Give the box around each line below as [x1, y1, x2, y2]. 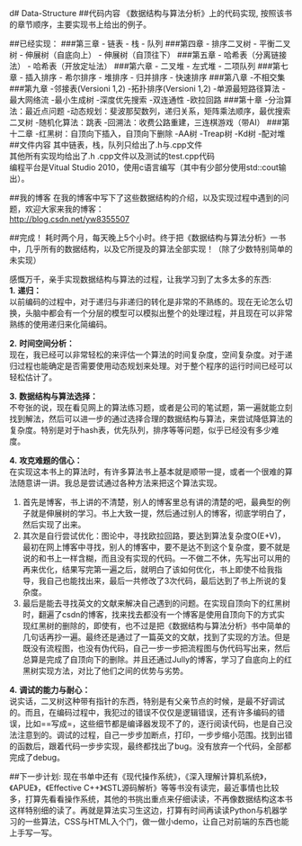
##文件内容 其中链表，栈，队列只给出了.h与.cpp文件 [9, 139, 203, 150]
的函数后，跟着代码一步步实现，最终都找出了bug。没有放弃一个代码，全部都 [9, 741, 292, 751]
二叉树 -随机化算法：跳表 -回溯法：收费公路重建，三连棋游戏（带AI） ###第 [9, 117, 290, 128]
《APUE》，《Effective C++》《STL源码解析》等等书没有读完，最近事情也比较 [9, 782, 280, 793]
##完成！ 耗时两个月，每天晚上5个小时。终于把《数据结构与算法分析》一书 [9, 232, 286, 243]
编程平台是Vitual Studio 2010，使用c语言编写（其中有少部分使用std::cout [9, 162, 279, 173]
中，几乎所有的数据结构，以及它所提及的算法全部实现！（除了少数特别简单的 [9, 244, 293, 254]
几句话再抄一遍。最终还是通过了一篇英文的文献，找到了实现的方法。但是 [22, 632, 290, 642]
